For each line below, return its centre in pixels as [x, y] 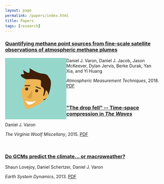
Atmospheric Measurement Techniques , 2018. [113, 80]
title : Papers [20, 21]
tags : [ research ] [23, 26]
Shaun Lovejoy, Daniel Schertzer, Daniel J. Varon [54, 167]
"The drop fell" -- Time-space [103, 108]
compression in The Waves [99, 114]
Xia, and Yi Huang [84, 71]
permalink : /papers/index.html [37, 15]
